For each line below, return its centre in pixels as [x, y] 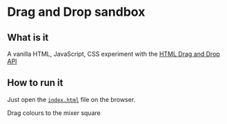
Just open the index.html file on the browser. [71, 99]
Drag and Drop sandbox [76, 12]
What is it [28, 38]
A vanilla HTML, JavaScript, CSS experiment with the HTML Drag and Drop [114, 54]
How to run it [35, 83]
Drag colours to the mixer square [54, 113]
